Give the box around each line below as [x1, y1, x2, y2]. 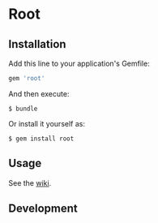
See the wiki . [8, 178, 52, 187]
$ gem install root [8, 135, 75, 143]
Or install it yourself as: [8, 118, 85, 128]
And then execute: [8, 88, 70, 98]
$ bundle [8, 105, 38, 113]
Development [8, 202, 79, 216]
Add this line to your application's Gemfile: [8, 58, 150, 68]
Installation [8, 37, 66, 51]
